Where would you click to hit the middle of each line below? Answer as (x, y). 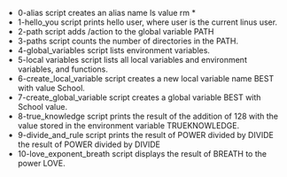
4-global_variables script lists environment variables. (114, 50)
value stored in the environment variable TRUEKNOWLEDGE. (128, 126)
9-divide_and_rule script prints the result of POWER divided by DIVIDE (146, 135)
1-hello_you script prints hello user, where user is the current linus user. (147, 22)
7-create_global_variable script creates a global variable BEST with (139, 97)
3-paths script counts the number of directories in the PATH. (128, 41)
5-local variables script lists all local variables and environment (132, 60)
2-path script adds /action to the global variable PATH (116, 31)
